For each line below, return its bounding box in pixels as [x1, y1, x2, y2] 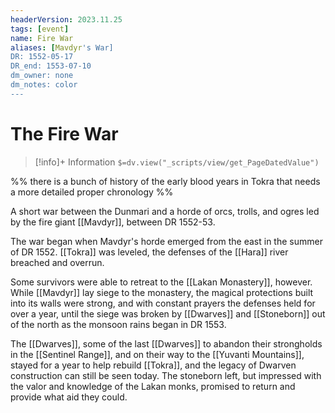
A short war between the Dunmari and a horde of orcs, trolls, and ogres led [10, 205, 320, 217]
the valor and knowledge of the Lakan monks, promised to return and [10, 380, 296, 392]
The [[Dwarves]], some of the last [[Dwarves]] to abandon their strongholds [10, 337, 323, 350]
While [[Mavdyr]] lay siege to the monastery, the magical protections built [10, 286, 314, 298]
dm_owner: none [10, 71, 74, 81]
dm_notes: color [10, 80, 78, 90]
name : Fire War [10, 33, 74, 43]
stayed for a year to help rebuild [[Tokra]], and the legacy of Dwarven [10, 359, 297, 371]
